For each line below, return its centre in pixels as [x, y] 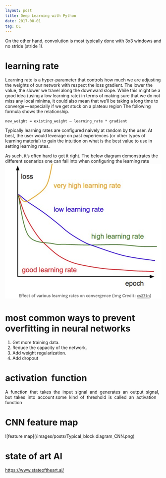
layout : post [19, 10]
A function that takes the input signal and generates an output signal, [82, 392]
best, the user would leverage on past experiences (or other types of [75, 136]
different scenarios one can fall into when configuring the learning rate [77, 161]
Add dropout [25, 358]
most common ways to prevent [70, 318]
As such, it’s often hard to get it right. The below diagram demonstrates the [82, 156]
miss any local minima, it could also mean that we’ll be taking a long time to [82, 101]
